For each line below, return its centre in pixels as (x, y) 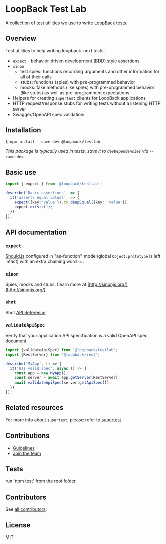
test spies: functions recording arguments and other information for (90, 71)
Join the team (27, 453)
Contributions (27, 436)
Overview (21, 39)
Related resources (34, 407)
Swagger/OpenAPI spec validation (48, 114)
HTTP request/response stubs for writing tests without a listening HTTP (87, 103)
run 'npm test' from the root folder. (41, 481)
